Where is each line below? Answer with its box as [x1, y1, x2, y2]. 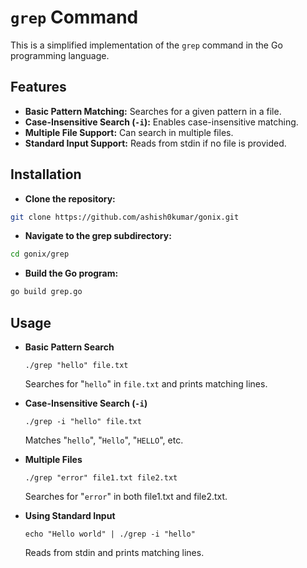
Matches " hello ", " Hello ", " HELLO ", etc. [24, 434, 184, 446]
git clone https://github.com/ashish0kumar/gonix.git [10, 212, 240, 222]
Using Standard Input [24, 510, 116, 521]
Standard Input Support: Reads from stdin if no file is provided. [24, 137, 287, 149]
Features [10, 79, 67, 96]
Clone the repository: [24, 192, 116, 205]
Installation [10, 166, 82, 183]
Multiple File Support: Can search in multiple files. [24, 126, 234, 138]
